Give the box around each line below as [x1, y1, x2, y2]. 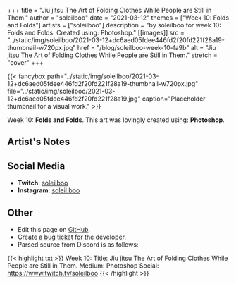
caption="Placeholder [142, 94, 206, 103]
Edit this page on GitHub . [17, 226, 90, 234]
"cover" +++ [7, 58, 44, 66]
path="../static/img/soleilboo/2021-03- [46, 72, 159, 80]
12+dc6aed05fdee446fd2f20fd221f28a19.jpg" [7, 94, 141, 103]
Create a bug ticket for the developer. [17, 233, 127, 242]
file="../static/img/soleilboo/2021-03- [7, 87, 116, 95]
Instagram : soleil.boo [17, 186, 80, 195]
